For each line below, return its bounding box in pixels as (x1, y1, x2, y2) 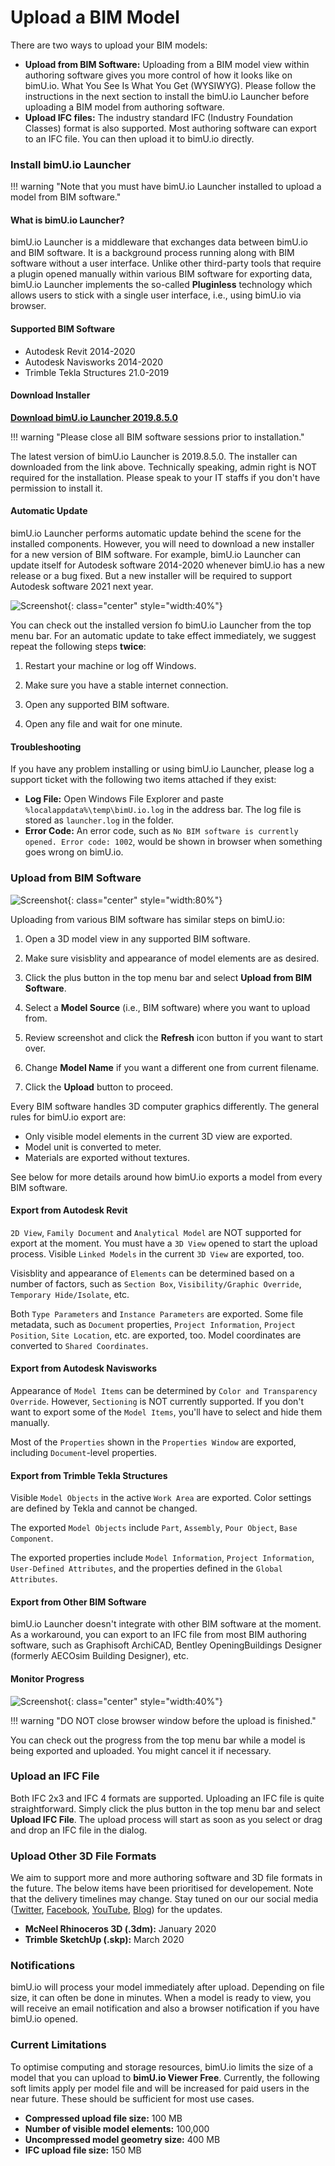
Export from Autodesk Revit (10, 1204, 128, 1216)
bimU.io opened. (10, 2013, 79, 2025)
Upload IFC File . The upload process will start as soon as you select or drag (10, 1813, 323, 1825)
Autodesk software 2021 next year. (10, 581, 154, 593)
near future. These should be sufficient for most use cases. (10, 2092, 255, 2105)
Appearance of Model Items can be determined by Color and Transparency (10, 1384, 318, 1396)
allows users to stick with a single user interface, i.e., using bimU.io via (10, 289, 302, 301)
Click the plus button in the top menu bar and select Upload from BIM (24, 971, 312, 983)
